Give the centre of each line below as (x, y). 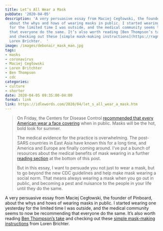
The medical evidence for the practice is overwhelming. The (77, 138)
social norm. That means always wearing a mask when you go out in (85, 178)
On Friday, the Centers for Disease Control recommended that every (85, 118)
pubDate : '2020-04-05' (28, 14)
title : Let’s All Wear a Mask (36, 9)
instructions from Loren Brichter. (37, 223)
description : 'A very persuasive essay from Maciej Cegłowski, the (75, 18)
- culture (15, 86)
